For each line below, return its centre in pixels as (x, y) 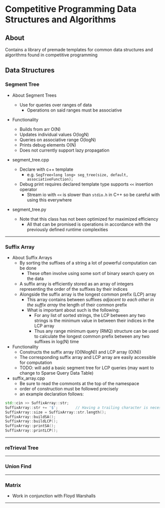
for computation (36, 362)
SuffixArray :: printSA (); (30, 426)
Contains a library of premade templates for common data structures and (79, 50)
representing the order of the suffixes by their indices (73, 289)
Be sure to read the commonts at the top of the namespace (79, 383)
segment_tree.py (29, 209)
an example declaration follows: (52, 394)
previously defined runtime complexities (67, 229)
